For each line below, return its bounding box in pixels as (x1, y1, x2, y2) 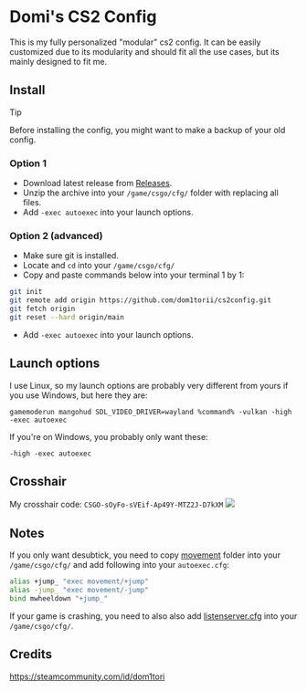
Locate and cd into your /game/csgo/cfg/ (22, 260, 175, 271)
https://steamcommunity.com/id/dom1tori (9, 671, 165, 682)
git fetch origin (9, 304, 76, 314)
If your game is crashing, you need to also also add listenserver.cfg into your (9, 610, 298, 622)
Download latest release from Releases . (22, 178, 173, 189)
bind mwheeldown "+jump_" (9, 594, 108, 603)
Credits (9, 646, 53, 663)
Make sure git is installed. (22, 250, 119, 261)
